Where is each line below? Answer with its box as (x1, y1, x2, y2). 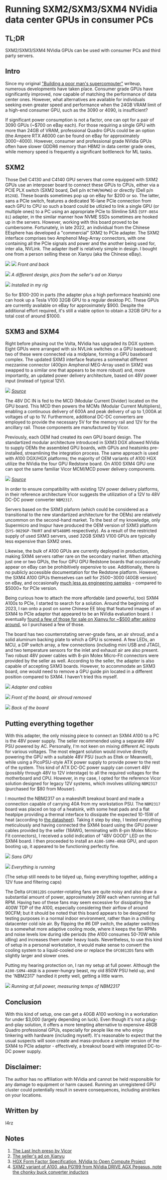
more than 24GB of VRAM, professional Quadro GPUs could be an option (5, 127, 155, 133)
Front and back (17, 261, 49, 267)
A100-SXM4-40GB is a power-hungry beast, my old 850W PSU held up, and (5, 968, 155, 974)
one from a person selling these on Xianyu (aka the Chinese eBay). (5, 251, 143, 257)
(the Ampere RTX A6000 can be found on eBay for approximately (5, 133, 140, 139)
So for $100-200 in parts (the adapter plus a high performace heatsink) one (5, 291, 161, 297)
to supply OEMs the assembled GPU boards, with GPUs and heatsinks (5, 445, 149, 451)
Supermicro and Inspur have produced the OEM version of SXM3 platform (5, 522, 157, 529)
